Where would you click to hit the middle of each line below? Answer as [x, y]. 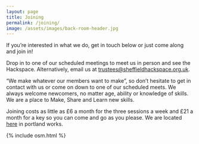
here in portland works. [35, 124]
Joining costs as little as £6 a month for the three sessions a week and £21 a [100, 111]
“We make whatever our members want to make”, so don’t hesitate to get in [99, 81]
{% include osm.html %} [36, 136]
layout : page [22, 12]
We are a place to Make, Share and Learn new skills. [70, 100]
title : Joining [25, 17]
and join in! [20, 52]
